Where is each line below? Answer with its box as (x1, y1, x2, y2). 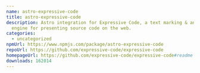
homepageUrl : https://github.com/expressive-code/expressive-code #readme (6, 52, 193, 58)
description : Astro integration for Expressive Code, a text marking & (6, 19, 187, 25)
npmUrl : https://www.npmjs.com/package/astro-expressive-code (6, 42, 164, 48)
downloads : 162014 (6, 58, 52, 64)
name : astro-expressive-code (6, 8, 79, 15)
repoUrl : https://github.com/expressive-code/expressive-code (6, 47, 164, 53)
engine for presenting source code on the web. (11, 25, 132, 31)
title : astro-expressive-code (6, 14, 82, 20)
